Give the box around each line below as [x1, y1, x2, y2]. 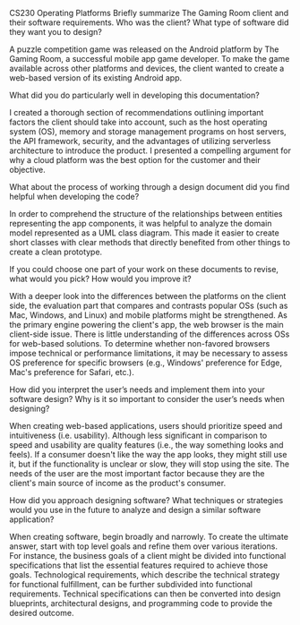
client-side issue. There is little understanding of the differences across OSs [9, 329, 290, 339]
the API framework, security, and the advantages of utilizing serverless [9, 136, 271, 146]
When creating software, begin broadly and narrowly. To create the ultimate [9, 532, 289, 542]
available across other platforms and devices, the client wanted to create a [9, 63, 285, 73]
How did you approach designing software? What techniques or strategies [9, 495, 284, 505]
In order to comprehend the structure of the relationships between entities [9, 209, 283, 218]
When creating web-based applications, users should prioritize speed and [9, 421, 283, 431]
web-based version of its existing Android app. [9, 73, 183, 83]
